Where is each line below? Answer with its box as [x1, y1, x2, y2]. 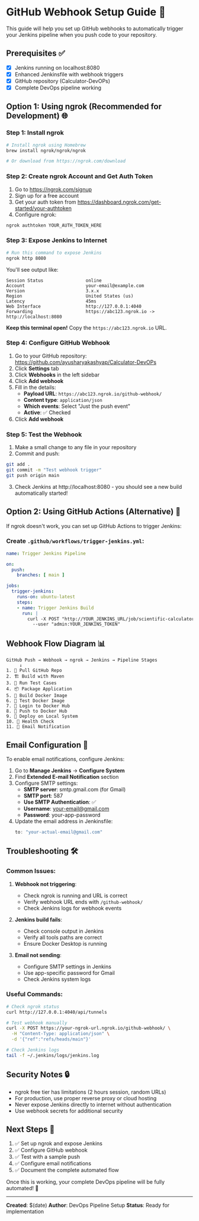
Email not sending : [14, 951, 62, 958]
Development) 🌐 [6, 111, 68, 121]
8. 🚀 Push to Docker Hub [6, 708, 68, 714]
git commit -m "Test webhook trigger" [6, 467, 102, 473]
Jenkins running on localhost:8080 [14, 64, 100, 71]
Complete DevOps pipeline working [14, 84, 102, 91]
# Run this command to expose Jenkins [6, 250, 102, 256]
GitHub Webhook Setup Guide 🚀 [6, 5, 166, 19]
